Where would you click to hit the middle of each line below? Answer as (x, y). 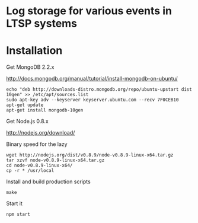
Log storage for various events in (89, 11)
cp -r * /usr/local (30, 171)
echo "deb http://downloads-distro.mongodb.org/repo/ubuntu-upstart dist (99, 90)
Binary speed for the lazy (37, 144)
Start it (14, 203)
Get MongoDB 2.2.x (30, 67)
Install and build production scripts (48, 181)
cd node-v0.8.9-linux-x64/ (39, 165)
